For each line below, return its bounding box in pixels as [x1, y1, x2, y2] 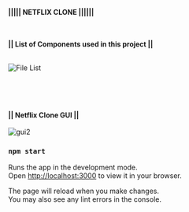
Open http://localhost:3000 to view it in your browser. [8, 171, 183, 180]
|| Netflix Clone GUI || [8, 110, 80, 120]
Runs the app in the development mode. [8, 162, 138, 173]
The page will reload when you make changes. [8, 186, 160, 196]
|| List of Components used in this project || [8, 39, 154, 49]
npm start [8, 147, 46, 155]
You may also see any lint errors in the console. [8, 195, 161, 204]
